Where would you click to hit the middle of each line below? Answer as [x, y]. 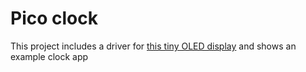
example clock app [49, 56]
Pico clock [54, 18]
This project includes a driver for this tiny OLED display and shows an [153, 46]
